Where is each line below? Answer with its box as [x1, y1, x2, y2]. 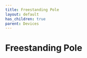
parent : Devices [5, 21, 39, 26]
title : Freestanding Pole [5, 7, 59, 12]
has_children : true [5, 16, 46, 21]
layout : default [5, 12, 39, 17]
